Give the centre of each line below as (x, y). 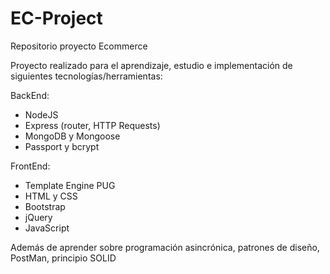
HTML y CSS (51, 196)
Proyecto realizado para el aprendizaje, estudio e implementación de (151, 65)
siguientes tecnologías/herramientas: (86, 76)
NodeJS (41, 114)
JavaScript (47, 228)
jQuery (38, 217)
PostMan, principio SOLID (63, 258)
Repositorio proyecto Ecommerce (79, 46)
